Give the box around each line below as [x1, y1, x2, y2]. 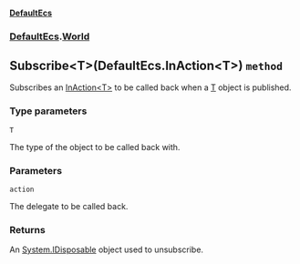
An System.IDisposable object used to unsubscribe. [9, 244, 203, 255]
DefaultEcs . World [9, 30, 90, 43]
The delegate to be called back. [9, 200, 129, 211]
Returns [9, 223, 46, 236]
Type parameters [9, 105, 88, 117]
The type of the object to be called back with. [9, 141, 181, 152]
